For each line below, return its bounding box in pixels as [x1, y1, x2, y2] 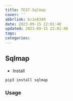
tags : [5, 31, 16, 36]
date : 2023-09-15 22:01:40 [5, 21, 61, 27]
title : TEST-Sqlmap [5, 7, 46, 13]
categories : [5, 36, 30, 41]
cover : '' [5, 12, 26, 17]
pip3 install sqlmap [5, 77, 48, 82]
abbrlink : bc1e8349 [5, 17, 46, 22]
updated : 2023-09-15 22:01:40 [5, 26, 68, 31]
